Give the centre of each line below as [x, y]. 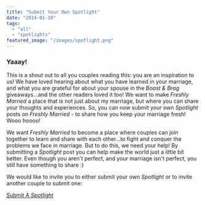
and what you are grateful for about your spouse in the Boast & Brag [93, 88]
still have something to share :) [45, 165]
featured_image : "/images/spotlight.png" [60, 40]
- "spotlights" [31, 35]
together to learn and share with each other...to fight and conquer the [94, 139]
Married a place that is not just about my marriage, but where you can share [102, 101]
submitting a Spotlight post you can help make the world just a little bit [95, 152]
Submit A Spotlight [30, 195]
